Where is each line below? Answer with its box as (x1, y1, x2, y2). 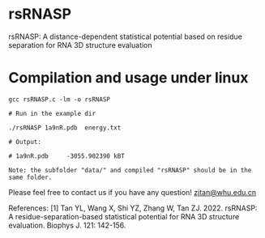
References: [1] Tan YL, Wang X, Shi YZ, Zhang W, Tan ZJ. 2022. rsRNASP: (8, 203, 258, 213)
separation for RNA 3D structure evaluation (8, 40, 152, 49)
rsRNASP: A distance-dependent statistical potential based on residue (8, 32, 243, 41)
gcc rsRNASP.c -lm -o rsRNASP (8, 95, 111, 104)
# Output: (8, 138, 42, 146)
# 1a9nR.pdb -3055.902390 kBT (8, 151, 126, 160)
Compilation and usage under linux (8, 69, 249, 87)
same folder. (8, 173, 53, 181)
